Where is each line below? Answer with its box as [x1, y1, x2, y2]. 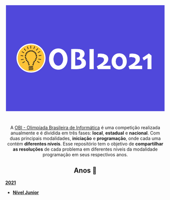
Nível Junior [12, 189, 39, 195]
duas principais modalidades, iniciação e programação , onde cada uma [10, 135, 161, 141]
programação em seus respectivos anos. [42, 151, 128, 157]
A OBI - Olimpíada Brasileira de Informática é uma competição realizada [10, 124, 161, 130]
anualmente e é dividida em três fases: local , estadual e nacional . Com [10, 130, 160, 136]
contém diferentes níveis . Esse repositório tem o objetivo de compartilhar [7, 140, 163, 147]
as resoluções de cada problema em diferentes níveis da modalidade [12, 146, 158, 152]
